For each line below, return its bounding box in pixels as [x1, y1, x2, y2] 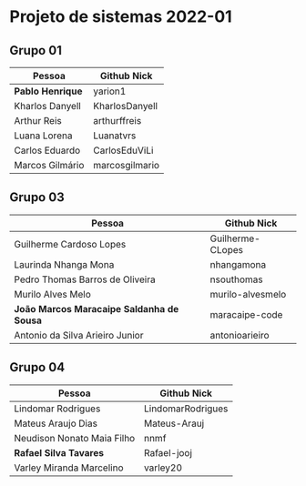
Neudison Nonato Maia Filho [14, 431, 136, 444]
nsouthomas [209, 273, 264, 286]
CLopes [209, 243, 244, 256]
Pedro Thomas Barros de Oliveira [14, 273, 157, 286]
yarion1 [93, 85, 127, 97]
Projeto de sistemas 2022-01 [9, 6, 232, 27]
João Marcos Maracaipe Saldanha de [14, 302, 179, 315]
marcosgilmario [93, 159, 160, 171]
